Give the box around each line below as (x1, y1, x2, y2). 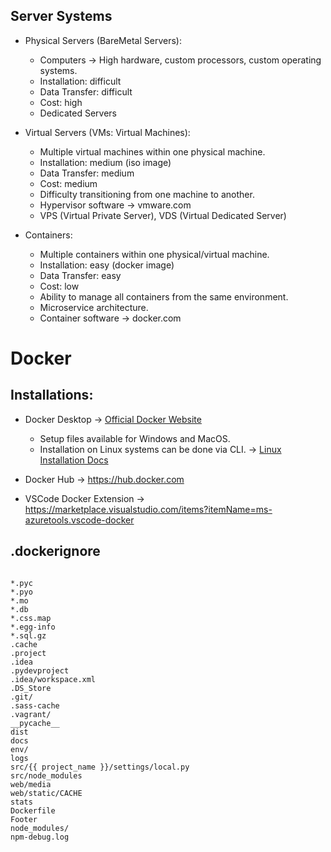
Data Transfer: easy (39, 269, 122, 281)
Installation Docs (39, 454, 109, 466)
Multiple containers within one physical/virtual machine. (39, 248, 270, 260)
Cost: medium (39, 177, 98, 189)
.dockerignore (10, 543, 101, 560)
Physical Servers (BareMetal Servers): (24, 34, 182, 46)
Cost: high (39, 96, 83, 108)
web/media (10, 779, 52, 789)
